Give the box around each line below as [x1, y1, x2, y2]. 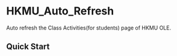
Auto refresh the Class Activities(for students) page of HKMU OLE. [6, 24, 172, 31]
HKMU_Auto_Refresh [6, 4, 114, 18]
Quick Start [6, 42, 50, 52]
